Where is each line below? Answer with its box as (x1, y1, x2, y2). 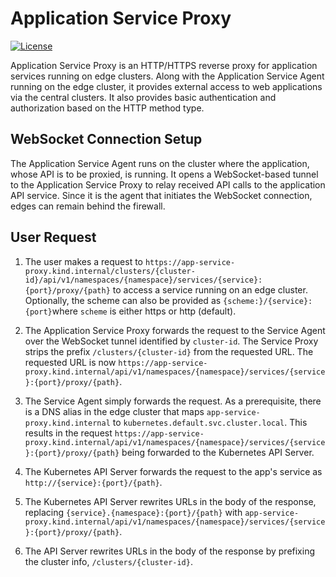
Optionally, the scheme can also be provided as (24, 294, 222, 306)
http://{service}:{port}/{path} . (24, 476, 163, 488)
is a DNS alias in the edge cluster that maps (24, 405, 205, 417)
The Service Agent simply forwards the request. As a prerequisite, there (24, 395, 322, 407)
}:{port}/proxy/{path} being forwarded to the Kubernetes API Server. (24, 446, 315, 458)
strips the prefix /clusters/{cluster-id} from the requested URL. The (24, 345, 314, 357)
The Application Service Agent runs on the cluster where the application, (10, 157, 310, 169)
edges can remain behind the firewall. (10, 200, 166, 212)
